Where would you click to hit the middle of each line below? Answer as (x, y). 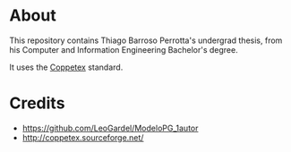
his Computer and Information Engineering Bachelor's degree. (124, 49)
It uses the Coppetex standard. (66, 67)
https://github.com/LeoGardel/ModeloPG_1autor (110, 128)
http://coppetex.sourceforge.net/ (83, 137)
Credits (37, 103)
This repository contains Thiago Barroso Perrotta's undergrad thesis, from (146, 40)
